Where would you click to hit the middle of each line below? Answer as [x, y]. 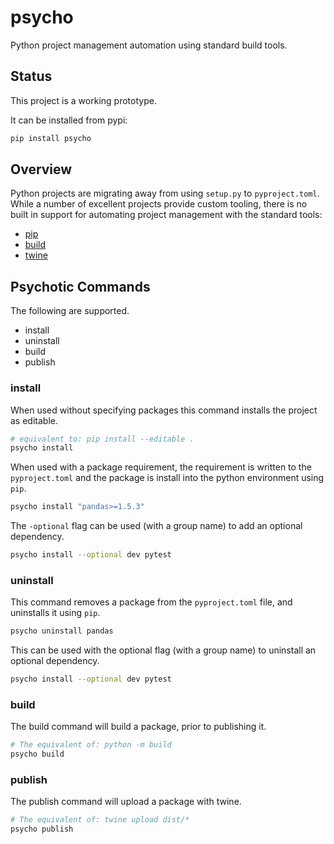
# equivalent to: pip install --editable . [102, 439]
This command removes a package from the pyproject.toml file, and [151, 602]
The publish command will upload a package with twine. [126, 802]
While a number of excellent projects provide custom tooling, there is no [159, 204]
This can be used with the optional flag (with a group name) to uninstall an [163, 650]
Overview [41, 169]
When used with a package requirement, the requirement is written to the [161, 467]
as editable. [34, 420]
